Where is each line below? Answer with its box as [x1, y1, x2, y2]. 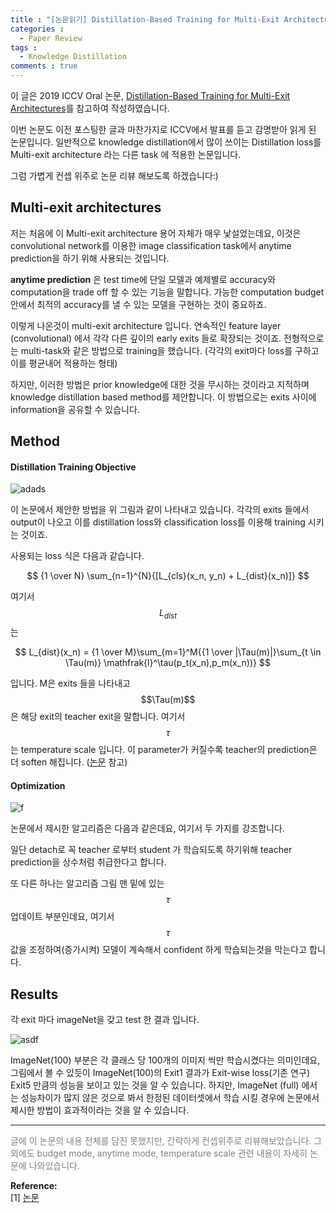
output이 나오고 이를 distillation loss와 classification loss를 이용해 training [10, 516, 306, 528]
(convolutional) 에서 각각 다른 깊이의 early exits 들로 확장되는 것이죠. [10, 332, 282, 344]
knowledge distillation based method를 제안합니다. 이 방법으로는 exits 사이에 [10, 391, 317, 403]
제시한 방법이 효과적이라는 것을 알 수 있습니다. [10, 1104, 190, 1116]
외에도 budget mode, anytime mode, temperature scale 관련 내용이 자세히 [10, 1147, 308, 1160]
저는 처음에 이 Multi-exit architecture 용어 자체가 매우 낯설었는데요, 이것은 [10, 227, 302, 239]
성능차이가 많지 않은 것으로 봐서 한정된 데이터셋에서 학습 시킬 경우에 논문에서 [20, 1092, 320, 1104]
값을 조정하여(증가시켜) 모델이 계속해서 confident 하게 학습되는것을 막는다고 [10, 944, 308, 956]
